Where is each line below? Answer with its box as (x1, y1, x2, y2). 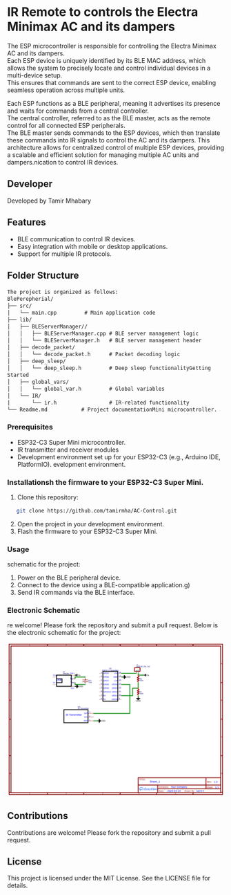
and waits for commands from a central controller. (7, 107, 150, 115)
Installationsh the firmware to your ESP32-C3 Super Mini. (7, 477, 204, 487)
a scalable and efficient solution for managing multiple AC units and (7, 150, 199, 159)
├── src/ (7, 302, 32, 310)
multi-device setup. (7, 71, 63, 80)
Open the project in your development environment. (17, 519, 164, 528)
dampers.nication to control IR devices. (7, 158, 119, 166)
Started (7, 371, 30, 379)
